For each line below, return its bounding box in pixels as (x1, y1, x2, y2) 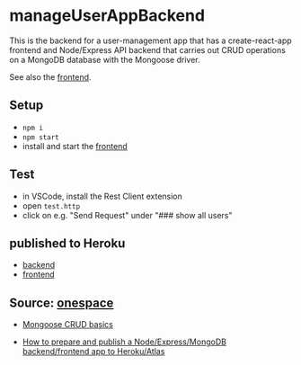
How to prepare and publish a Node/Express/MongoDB (22, 336, 227, 347)
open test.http (22, 200, 81, 211)
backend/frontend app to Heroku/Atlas (22, 346, 165, 357)
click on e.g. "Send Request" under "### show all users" (22, 209, 233, 220)
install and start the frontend (22, 140, 128, 151)
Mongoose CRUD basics (22, 319, 114, 330)
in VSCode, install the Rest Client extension (22, 191, 182, 201)
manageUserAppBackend (9, 5, 205, 26)
